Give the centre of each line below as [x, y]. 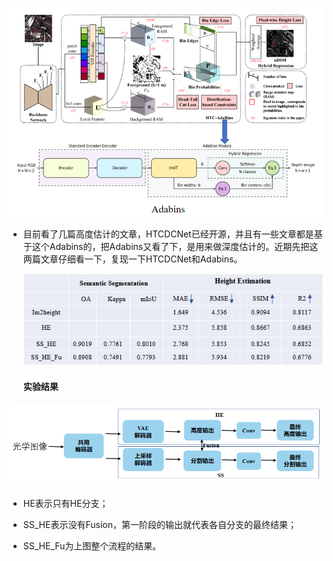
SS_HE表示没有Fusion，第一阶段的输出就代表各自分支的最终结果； [159, 525]
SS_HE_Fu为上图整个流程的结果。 [92, 546]
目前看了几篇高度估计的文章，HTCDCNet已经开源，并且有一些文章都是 [168, 234]
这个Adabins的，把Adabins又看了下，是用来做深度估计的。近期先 [166, 246]
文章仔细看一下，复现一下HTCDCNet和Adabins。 [141, 259]
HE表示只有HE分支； [65, 504]
